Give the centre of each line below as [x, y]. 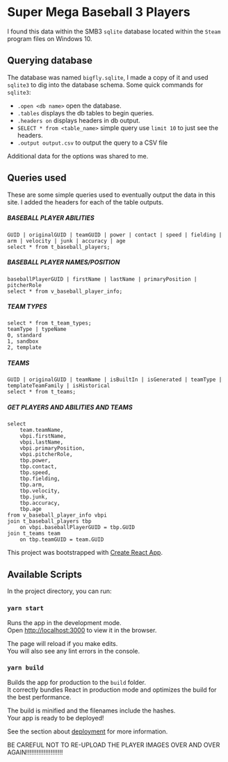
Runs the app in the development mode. [64, 622]
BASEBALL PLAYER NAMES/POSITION [64, 262]
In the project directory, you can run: [59, 591]
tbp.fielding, [40, 479]
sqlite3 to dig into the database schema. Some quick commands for [105, 85]
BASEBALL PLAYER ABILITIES [51, 218]
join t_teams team [34, 534]
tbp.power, [35, 461]
